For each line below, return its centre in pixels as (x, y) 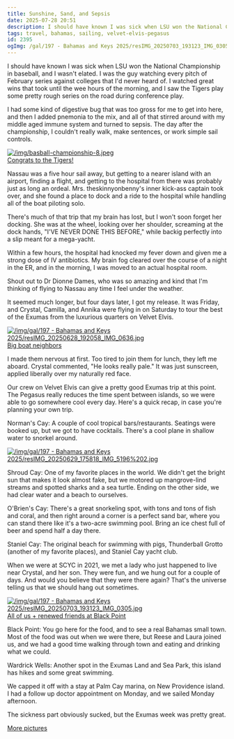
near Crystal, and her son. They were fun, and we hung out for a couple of (114, 573)
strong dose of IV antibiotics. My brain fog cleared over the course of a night (117, 260)
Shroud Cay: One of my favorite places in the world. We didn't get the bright (116, 472)
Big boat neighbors (34, 345)
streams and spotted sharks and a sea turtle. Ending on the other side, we (113, 487)
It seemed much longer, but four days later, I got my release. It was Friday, (114, 302)
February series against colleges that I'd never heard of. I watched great (111, 81)
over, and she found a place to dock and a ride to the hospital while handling (117, 196)
